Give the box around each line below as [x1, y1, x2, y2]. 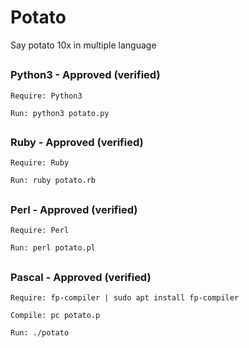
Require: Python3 [10, 91, 83, 101]
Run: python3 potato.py [10, 108, 110, 118]
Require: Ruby [10, 158, 70, 168]
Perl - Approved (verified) [10, 202, 138, 216]
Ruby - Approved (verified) [10, 136, 144, 150]
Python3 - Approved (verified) [10, 68, 161, 82]
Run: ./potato [10, 328, 70, 338]
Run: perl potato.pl [10, 243, 97, 253]
